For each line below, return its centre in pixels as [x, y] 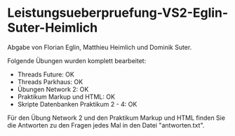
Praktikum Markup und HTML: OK [66, 97]
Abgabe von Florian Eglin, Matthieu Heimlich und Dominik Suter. [100, 47]
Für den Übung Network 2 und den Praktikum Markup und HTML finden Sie [116, 118]
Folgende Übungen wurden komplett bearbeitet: [77, 60]
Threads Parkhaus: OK [50, 81]
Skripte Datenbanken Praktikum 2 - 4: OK [77, 104]
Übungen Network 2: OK [53, 89]
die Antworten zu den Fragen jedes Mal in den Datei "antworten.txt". [106, 125]
